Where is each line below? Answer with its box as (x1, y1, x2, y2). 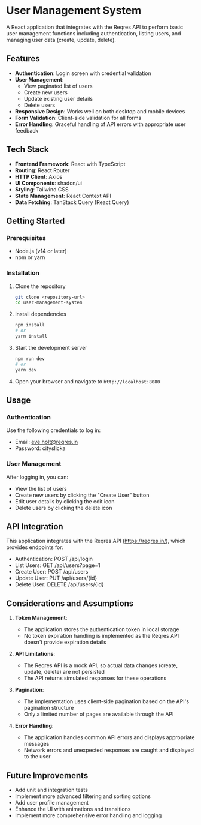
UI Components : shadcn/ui (14, 179, 83, 187)
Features (6, 53, 40, 64)
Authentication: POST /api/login (14, 556, 93, 563)
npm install (14, 322, 45, 328)
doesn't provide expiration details (23, 638, 106, 646)
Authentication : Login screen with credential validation (14, 70, 151, 77)
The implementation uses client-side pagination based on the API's (23, 698, 190, 705)
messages (23, 740, 50, 748)
